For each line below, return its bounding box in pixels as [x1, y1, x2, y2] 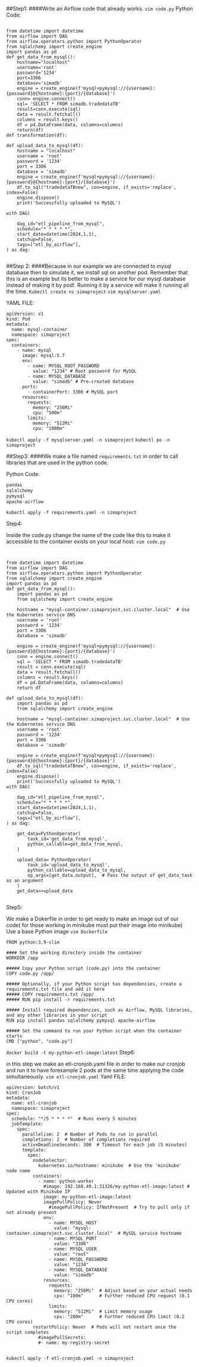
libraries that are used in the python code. [6, 459, 109, 466]
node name [6, 1168, 31, 1174]
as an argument [6, 878, 44, 884]
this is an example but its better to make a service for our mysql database [6, 275, 186, 282]
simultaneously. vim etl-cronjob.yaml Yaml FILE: [6, 1073, 127, 1080]
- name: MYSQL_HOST [48, 1220, 97, 1226]
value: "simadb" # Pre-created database [32, 379, 134, 385]
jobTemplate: [11, 1121, 44, 1127]
